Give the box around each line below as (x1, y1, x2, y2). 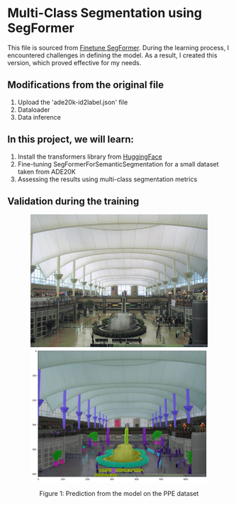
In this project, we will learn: (7, 133, 135, 146)
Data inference (17, 113, 62, 121)
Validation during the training (7, 195, 140, 207)
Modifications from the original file (7, 79, 164, 91)
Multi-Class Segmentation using (7, 5, 202, 21)
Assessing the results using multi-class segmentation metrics (17, 175, 198, 183)
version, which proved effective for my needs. (7, 58, 142, 67)
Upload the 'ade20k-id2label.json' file (17, 98, 128, 106)
